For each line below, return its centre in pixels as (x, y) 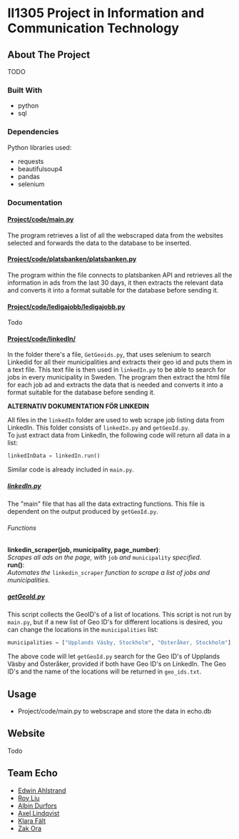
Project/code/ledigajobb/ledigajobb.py (66, 306)
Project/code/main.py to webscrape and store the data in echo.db (115, 711)
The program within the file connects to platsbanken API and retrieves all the (120, 275)
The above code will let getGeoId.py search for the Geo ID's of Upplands (114, 656)
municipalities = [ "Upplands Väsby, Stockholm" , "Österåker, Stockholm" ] (119, 643)
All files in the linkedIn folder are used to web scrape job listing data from (116, 420)
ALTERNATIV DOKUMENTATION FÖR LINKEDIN (78, 406)
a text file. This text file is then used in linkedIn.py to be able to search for (117, 370)
